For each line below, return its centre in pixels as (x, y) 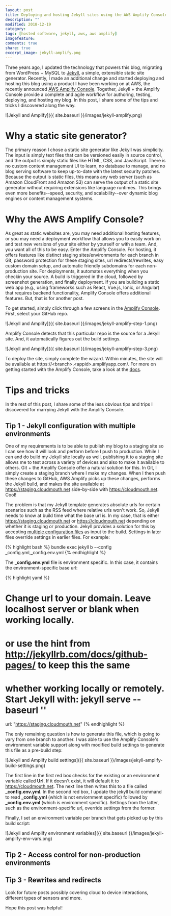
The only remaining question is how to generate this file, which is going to (83, 734)
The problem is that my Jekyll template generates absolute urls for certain (83, 505)
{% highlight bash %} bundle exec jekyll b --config (59, 547)
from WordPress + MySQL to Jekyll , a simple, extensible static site (75, 72)
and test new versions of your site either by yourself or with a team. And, (81, 244)
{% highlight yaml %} (27, 578)
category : (16, 29)
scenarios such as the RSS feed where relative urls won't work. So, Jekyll (82, 510)
